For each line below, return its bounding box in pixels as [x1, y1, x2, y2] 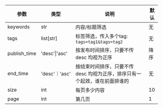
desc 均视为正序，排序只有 [75, 70, 137, 77]
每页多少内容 [75, 87, 105, 93]
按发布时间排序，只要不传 [75, 47, 134, 53]
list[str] [41, 35, 58, 42]
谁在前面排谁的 [95, 78, 130, 84]
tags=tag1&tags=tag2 [75, 39, 123, 45]
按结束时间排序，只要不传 [75, 63, 134, 70]
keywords [7, 24, 30, 30]
